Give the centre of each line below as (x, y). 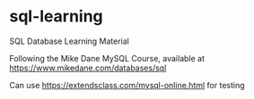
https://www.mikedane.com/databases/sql (88, 68)
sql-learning (56, 16)
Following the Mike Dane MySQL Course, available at (107, 58)
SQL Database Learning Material (70, 41)
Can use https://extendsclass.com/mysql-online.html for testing (127, 85)
